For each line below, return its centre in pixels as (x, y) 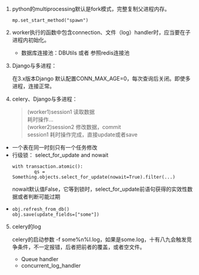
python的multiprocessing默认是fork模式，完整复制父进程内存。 (91, 9)
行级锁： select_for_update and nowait (60, 155)
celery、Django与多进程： (45, 99)
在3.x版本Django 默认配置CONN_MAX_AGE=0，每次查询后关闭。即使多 (101, 78)
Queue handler (40, 259)
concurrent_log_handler (51, 266)
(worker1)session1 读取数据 (61, 112)
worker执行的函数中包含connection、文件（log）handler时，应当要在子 (101, 32)
